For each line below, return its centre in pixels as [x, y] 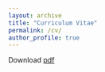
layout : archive [35, 15]
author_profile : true [44, 38]
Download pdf [31, 60]
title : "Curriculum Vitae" [53, 23]
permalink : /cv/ [35, 30]
